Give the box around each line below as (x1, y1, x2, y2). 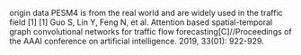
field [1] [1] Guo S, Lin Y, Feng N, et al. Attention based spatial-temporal (9, 17, 272, 27)
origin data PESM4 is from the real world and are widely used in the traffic (9, 8, 283, 18)
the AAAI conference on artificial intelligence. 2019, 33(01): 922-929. (9, 35, 265, 46)
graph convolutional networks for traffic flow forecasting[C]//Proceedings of (9, 27, 292, 36)
